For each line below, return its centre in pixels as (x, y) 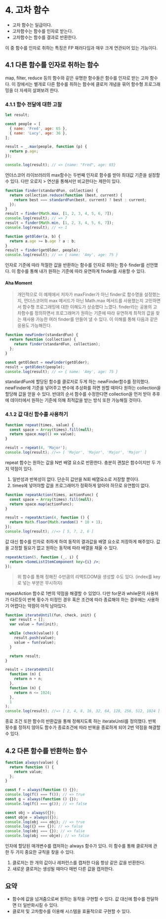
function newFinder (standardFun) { (42, 335)
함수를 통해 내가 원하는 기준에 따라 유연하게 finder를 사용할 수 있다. (81, 271)
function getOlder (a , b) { (33, 236)
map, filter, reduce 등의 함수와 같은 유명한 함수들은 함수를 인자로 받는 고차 (77, 78)
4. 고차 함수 (27, 10)
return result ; (25, 656)
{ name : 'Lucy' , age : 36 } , (39, 133)
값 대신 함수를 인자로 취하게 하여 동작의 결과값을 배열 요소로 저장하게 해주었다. (80, 541)
